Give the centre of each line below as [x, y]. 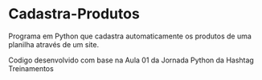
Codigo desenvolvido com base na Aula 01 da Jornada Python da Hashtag [131, 60]
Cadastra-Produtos [74, 14]
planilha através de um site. [53, 44]
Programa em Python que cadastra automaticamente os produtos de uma [130, 36]
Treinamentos [31, 68]
